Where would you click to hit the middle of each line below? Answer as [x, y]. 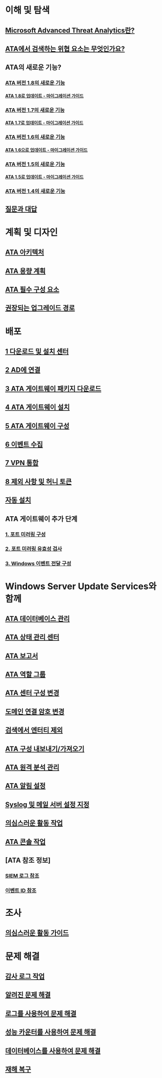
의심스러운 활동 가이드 [37, 933]
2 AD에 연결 [23, 370]
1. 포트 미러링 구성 [25, 534]
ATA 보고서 [22, 656]
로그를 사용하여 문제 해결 [41, 1014]
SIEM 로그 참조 [22, 876]
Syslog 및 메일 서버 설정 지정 [47, 804]
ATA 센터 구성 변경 [32, 693]
